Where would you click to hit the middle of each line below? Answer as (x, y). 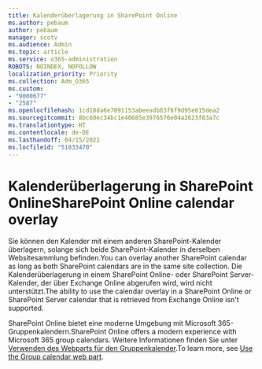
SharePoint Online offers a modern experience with (154, 332)
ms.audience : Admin (40, 45)
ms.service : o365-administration (63, 60)
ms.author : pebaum (38, 23)
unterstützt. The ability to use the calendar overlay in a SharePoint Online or (130, 291)
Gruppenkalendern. (40, 332)
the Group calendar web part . (56, 357)
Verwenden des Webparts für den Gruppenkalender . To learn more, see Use (131, 349)
